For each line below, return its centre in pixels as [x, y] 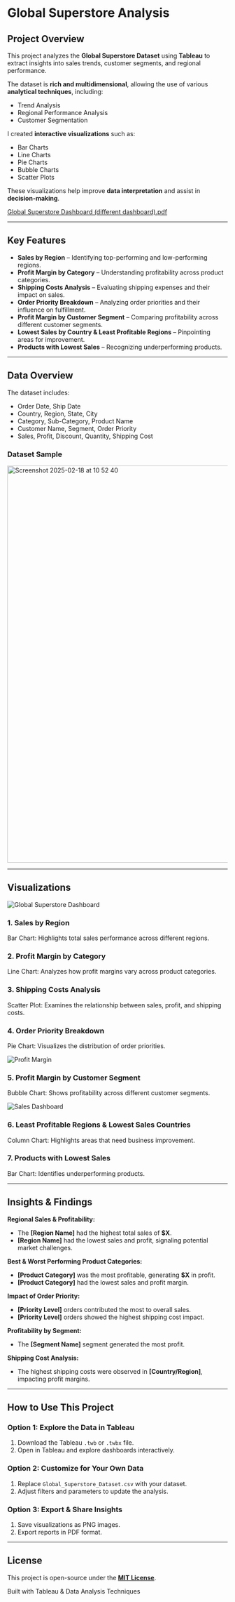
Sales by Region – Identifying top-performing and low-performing [112, 257]
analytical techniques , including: [55, 92]
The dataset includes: [38, 392]
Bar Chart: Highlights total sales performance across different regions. [108, 938]
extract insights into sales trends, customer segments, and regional [104, 63]
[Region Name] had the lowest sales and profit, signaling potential [113, 1240]
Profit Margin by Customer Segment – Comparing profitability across [118, 317]
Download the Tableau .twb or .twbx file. [76, 1443]
